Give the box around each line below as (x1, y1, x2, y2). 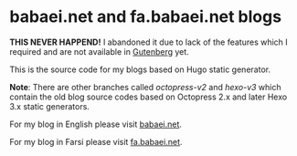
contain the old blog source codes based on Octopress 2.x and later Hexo (9, 91, 288, 102)
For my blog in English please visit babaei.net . (9, 119, 183, 130)
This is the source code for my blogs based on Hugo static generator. (9, 64, 271, 75)
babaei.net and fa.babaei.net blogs (9, 6, 281, 27)
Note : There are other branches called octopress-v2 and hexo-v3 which (9, 81, 281, 92)
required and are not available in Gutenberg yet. (9, 46, 189, 57)
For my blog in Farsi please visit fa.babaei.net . (9, 136, 183, 147)
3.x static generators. (9, 100, 90, 111)
